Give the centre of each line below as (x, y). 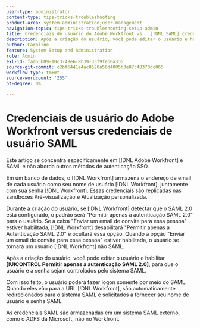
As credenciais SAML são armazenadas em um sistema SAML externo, (93, 313)
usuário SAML (42, 144)
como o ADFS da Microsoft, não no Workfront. (63, 318)
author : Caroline (28, 45)
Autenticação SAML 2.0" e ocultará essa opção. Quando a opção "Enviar (96, 233)
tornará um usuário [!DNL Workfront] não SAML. (65, 246)
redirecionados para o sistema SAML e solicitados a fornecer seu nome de (98, 295)
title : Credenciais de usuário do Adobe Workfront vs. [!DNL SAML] (93, 34)
